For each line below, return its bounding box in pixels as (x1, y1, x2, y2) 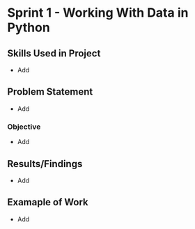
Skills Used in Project (7, 47, 101, 59)
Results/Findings (7, 158, 83, 170)
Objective (7, 122, 41, 132)
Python (7, 19, 50, 35)
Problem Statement (7, 86, 93, 98)
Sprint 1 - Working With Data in (7, 5, 189, 21)
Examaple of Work (7, 196, 88, 208)
